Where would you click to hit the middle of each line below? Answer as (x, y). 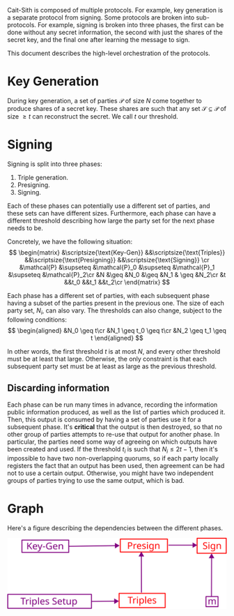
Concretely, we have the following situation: (70, 241)
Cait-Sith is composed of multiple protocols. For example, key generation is (115, 10)
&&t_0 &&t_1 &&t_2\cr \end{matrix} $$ (117, 282)
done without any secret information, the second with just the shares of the (115, 32)
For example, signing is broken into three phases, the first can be (131, 25)
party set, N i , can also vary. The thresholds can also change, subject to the (115, 311)
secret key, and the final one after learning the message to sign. (99, 40)
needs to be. (25, 228)
